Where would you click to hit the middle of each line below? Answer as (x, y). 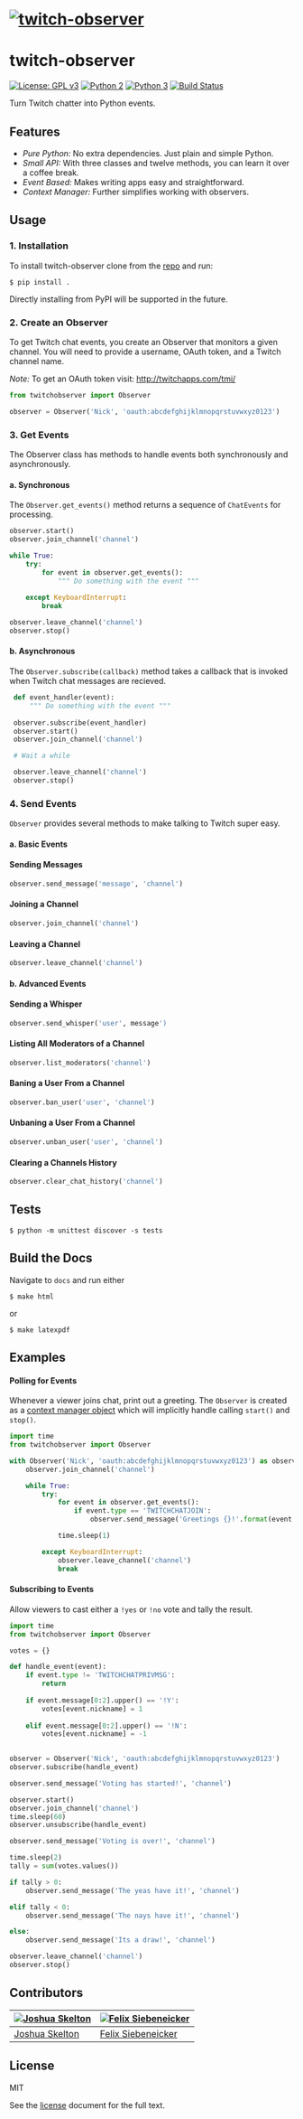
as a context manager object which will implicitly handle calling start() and (150, 1411)
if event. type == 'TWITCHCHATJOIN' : (142, 1511)
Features (35, 131)
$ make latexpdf (40, 1330)
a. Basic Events (38, 844)
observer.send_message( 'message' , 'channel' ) (96, 884)
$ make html (32, 1297)
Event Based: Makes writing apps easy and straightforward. (133, 182)
